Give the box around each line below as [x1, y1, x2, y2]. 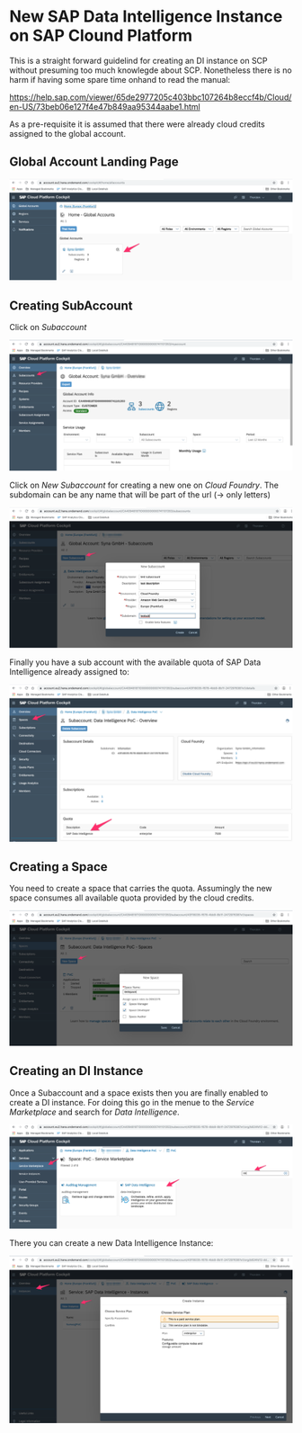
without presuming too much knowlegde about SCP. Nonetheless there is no [9, 65, 292, 76]
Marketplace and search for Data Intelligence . [9, 1106, 180, 1117]
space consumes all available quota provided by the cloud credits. [9, 892, 254, 903]
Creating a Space [9, 859, 108, 874]
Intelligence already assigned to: [9, 667, 130, 677]
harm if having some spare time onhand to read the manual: [9, 74, 231, 85]
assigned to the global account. [9, 128, 126, 139]
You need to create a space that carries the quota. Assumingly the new [9, 883, 272, 894]
